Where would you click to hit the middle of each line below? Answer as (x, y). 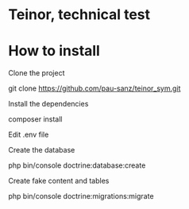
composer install (35, 119)
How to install (54, 51)
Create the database (42, 150)
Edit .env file (29, 135)
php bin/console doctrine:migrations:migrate (81, 196)
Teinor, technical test (79, 15)
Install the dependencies (48, 104)
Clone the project (37, 73)
